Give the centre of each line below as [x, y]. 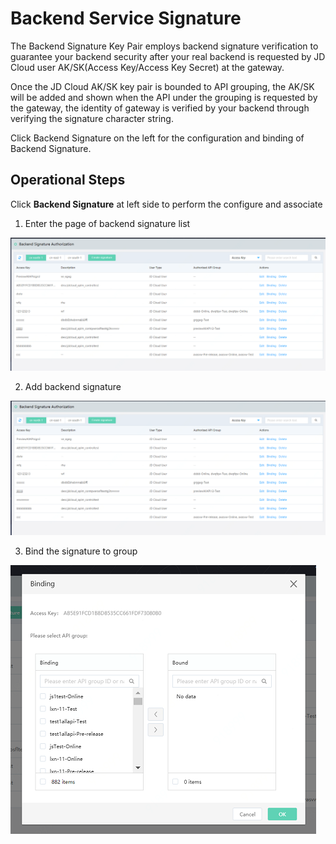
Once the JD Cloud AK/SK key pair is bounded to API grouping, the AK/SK [162, 86]
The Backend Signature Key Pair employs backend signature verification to [164, 46]
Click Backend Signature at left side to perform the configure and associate [166, 204]
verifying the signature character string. [92, 118]
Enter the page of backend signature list [107, 223]
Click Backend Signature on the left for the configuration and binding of [157, 138]
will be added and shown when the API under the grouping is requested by [164, 97]
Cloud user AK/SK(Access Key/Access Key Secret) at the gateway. [147, 67]
